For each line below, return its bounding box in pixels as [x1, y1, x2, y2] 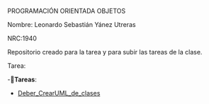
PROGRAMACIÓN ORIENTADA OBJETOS [7, 7, 126, 15]
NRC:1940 [7, 34, 38, 42]
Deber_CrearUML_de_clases [17, 89, 101, 97]
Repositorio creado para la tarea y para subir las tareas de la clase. [7, 48, 203, 56]
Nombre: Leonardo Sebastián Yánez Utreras [7, 21, 136, 28]
